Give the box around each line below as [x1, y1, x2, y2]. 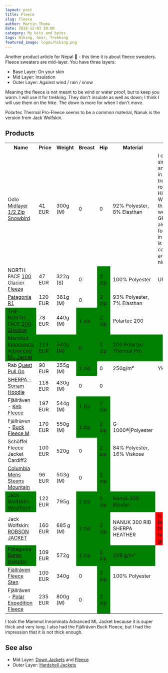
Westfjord [7, 504, 31, 511]
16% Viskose [112, 450, 144, 457]
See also [5, 643, 32, 652]
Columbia [7, 465, 30, 472]
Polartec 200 [112, 317, 143, 324]
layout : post [5, 7, 32, 13]
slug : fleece [5, 17, 32, 22]
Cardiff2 [7, 456, 27, 463]
